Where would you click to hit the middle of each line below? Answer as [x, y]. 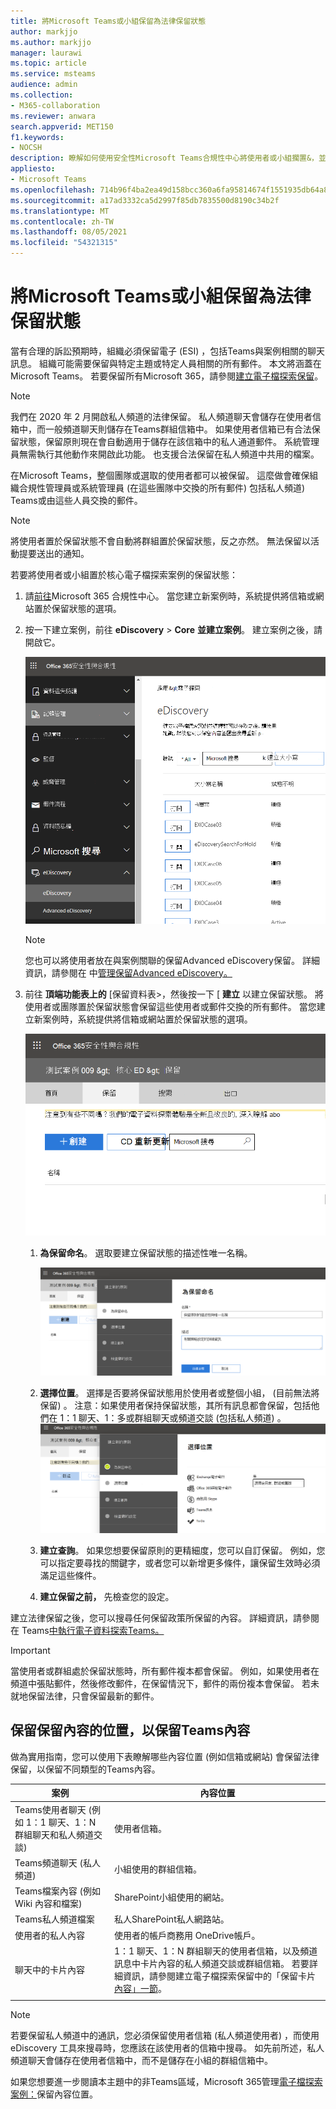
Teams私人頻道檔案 [54, 1919]
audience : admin [44, 85]
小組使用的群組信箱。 [157, 1869]
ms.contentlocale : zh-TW [62, 221]
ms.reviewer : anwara [53, 116]
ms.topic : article [48, 63]
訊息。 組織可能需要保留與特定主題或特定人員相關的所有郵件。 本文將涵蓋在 [166, 363]
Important [30, 1651]
